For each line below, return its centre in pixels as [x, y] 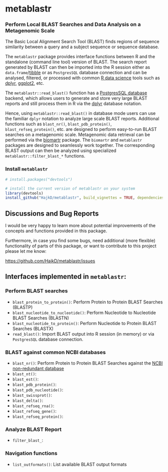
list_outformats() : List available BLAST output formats [69, 464]
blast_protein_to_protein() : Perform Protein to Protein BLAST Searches [87, 302]
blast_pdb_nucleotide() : [38, 390]
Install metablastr [26, 169]
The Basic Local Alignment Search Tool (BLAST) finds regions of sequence [82, 42]
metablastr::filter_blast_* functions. [45, 156]
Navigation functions [31, 453]
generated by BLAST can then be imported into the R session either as [78, 67]
